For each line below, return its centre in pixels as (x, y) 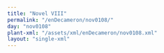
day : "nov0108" (29, 26)
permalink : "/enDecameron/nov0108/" (60, 20)
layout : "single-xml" (39, 39)
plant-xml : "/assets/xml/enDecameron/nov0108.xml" (82, 33)
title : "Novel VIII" (37, 13)
